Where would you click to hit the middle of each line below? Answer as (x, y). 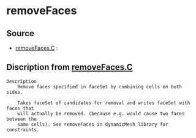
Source (21, 33)
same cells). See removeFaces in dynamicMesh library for (93, 124)
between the (21, 119)
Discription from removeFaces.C (70, 67)
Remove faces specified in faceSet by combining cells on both (100, 86)
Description (21, 81)
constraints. (23, 129)
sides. (15, 92)
